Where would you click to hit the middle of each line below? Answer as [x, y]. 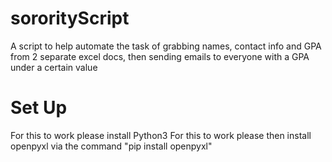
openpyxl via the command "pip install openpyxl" [111, 146]
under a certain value [54, 67]
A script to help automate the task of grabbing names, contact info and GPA [166, 46]
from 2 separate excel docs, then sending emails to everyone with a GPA [160, 56]
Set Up [39, 108]
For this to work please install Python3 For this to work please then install [161, 135]
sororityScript [70, 18]
